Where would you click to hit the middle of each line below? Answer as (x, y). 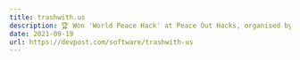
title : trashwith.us (48, 17)
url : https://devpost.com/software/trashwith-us (101, 42)
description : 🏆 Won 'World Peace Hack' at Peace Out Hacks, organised (145, 26)
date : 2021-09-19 (42, 34)
